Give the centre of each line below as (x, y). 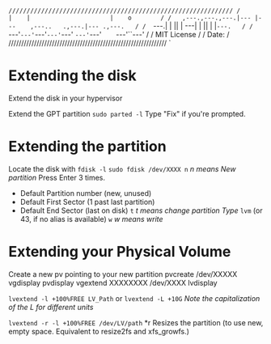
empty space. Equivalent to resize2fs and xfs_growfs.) (99, 331)
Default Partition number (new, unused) (86, 193)
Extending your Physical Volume (120, 252)
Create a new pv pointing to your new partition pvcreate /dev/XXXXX (123, 274)
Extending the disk (72, 76)
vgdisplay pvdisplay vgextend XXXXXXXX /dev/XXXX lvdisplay (113, 282)
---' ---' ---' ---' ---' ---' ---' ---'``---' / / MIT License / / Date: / (119, 34)
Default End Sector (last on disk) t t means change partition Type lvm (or (141, 210)
